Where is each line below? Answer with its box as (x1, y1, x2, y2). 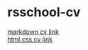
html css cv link (7, 35, 53, 43)
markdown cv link (7, 27, 59, 36)
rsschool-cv (7, 4, 81, 20)
